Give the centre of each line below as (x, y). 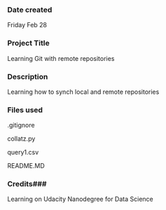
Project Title (29, 43)
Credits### (27, 184)
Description (28, 76)
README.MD (26, 166)
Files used (25, 110)
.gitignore (21, 125)
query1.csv (23, 153)
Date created (30, 10)
